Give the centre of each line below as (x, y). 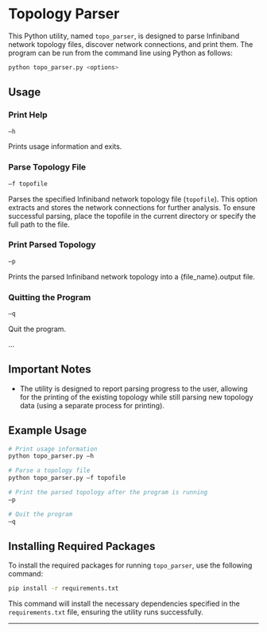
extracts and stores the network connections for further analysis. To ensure (132, 207)
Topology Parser (64, 14)
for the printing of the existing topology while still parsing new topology (136, 397)
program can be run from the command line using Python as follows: (120, 53)
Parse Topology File (47, 167)
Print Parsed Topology (52, 245)
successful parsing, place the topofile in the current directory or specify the (132, 216)
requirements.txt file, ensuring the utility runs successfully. (106, 612)
